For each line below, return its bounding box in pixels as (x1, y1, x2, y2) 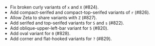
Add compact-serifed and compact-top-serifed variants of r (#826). (9, 9, 151, 15)
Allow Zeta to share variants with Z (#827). (9, 15, 97, 20)
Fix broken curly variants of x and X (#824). (9, 4, 99, 10)
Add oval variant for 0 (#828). (9, 31, 71, 36)
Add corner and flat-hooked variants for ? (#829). (9, 36, 112, 42)
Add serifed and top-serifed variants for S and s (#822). (9, 20, 125, 26)
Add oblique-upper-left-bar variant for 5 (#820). (9, 25, 109, 31)
